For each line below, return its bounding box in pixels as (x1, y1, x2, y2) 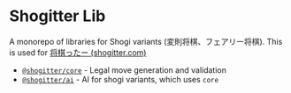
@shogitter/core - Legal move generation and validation (21, 64, 227, 75)
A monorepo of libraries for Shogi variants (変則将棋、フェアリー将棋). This (9, 36, 283, 46)
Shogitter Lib (9, 6, 106, 26)
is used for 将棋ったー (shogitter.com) (9, 46, 147, 58)
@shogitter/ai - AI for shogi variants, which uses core (21, 74, 219, 84)
